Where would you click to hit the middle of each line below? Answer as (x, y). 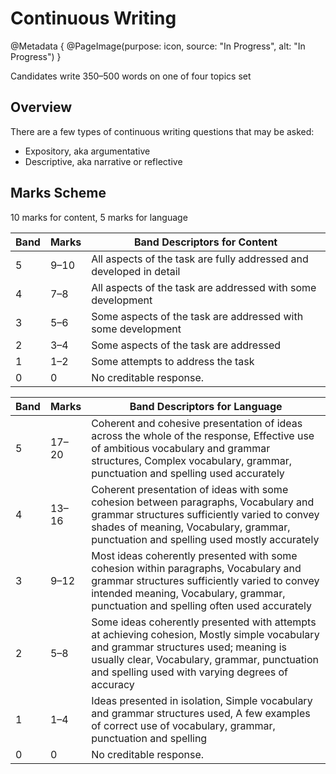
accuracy (113, 684)
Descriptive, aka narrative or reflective (103, 161)
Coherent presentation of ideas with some (190, 489)
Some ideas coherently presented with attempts (204, 622)
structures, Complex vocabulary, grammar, (191, 460)
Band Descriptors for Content (205, 242)
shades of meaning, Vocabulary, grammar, (191, 527)
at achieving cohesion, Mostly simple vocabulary (205, 634)
